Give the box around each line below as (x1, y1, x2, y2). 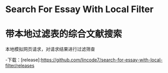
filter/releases (5, 62, 35, 69)
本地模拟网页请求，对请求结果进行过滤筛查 (5, 46, 95, 52)
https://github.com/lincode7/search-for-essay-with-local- (40, 57, 163, 63)
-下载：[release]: (5, 57, 41, 63)
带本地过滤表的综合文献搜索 (5, 28, 122, 40)
